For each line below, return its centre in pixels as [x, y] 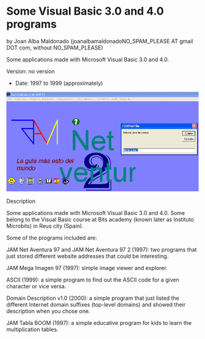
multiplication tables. [33, 330]
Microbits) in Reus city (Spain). [45, 226]
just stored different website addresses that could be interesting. [88, 256]
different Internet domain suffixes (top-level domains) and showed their [96, 305]
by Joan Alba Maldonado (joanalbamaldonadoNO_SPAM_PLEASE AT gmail [100, 41]
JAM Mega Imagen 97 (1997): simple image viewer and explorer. [87, 268]
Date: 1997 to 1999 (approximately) [59, 83]
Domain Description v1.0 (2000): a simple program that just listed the [93, 298]
